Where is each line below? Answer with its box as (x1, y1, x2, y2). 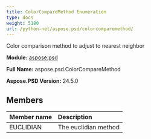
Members (6, 95, 43, 105)
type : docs (6, 15, 34, 21)
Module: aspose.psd (6, 54, 59, 61)
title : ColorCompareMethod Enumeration (6, 8, 107, 15)
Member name (9, 113, 53, 121)
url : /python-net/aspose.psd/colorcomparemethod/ (6, 25, 134, 32)
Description (57, 113, 92, 121)
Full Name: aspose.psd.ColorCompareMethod (6, 66, 121, 73)
